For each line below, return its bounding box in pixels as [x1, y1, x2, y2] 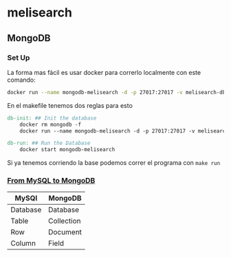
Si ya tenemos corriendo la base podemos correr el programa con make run [7, 159, 221, 167]
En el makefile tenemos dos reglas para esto [7, 101, 133, 109]
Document [47, 227, 82, 237]
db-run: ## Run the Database [7, 139, 91, 147]
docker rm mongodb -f [19, 121, 81, 128]
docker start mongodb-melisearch [19, 146, 115, 153]
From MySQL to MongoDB [7, 176, 96, 186]
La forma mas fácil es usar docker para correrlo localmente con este [7, 68, 201, 76]
